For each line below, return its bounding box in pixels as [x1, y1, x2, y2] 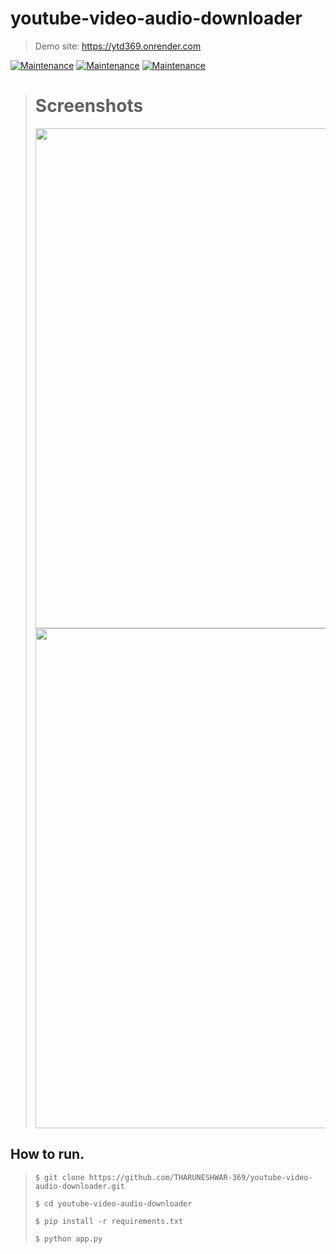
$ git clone [34, 1172, 85, 1182]
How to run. [10, 1146, 85, 1163]
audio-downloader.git [34, 1181, 125, 1191]
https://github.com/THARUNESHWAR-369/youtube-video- [88, 1172, 313, 1182]
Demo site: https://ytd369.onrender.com [34, 40, 202, 52]
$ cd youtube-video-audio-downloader [34, 1198, 193, 1209]
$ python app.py [34, 1233, 103, 1244]
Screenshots [34, 95, 144, 117]
